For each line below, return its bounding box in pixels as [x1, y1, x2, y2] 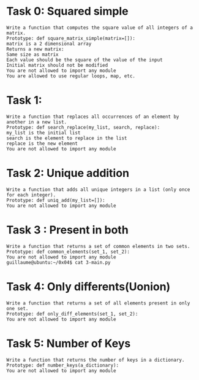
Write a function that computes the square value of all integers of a [6, 25, 193, 31]
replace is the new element [6, 140, 78, 147]
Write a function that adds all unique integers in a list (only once [6, 186, 190, 193]
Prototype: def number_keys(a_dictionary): [6, 362, 119, 368]
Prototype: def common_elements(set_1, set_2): [6, 249, 130, 255]
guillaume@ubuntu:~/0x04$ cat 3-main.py [6, 259, 111, 265]
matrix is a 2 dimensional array [6, 41, 92, 47]
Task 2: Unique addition [6, 166, 130, 180]
